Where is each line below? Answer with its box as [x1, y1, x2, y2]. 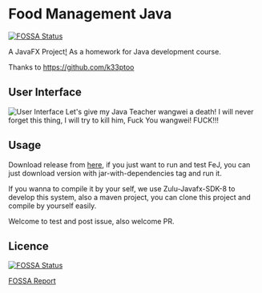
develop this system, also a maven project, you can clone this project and [8, 192, 251, 202]
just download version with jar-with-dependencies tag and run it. [8, 168, 222, 178]
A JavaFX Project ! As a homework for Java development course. [8, 46, 222, 56]
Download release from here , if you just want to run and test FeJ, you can [8, 159, 251, 169]
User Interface [8, 86, 83, 99]
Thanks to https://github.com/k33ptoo [8, 62, 135, 72]
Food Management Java [8, 5, 172, 23]
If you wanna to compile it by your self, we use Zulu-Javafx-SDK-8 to [8, 183, 236, 193]
